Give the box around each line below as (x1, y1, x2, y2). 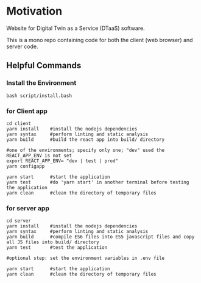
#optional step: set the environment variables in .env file (6, 255, 165, 262)
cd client (6, 120, 32, 126)
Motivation (6, 4, 63, 18)
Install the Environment (6, 79, 77, 87)
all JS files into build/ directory (6, 239, 99, 245)
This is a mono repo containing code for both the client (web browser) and (6, 36, 193, 43)
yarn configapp (6, 163, 45, 169)
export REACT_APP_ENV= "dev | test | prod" (6, 157, 119, 164)
